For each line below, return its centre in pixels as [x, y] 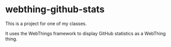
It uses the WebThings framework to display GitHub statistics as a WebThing [86, 33]
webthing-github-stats [55, 9]
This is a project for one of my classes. [46, 24]
